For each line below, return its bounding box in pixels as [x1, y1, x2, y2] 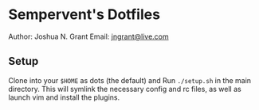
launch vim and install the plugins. [8, 93, 120, 102]
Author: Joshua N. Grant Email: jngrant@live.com [8, 32, 169, 41]
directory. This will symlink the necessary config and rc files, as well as [8, 84, 241, 93]
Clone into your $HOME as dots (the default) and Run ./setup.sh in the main [8, 75, 252, 85]
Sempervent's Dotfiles [8, 6, 161, 24]
